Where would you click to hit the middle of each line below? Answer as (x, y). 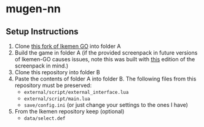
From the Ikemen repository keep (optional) (69, 111)
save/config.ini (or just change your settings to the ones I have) (106, 105)
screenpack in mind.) (41, 66)
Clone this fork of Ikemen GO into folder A (68, 46)
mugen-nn (33, 9)
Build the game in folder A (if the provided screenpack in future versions (106, 53)
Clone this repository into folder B (57, 72)
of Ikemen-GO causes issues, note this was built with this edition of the (105, 59)
